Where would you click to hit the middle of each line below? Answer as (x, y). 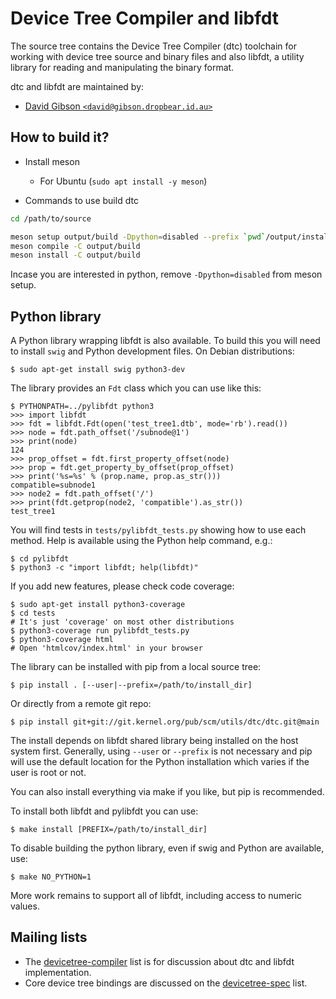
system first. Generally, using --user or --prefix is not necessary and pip (161, 751)
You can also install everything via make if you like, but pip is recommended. (167, 792)
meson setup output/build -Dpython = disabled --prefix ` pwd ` (138, 237)
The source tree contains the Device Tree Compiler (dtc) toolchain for (153, 46)
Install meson (52, 161)
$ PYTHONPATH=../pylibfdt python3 (82, 407)
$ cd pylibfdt (40, 559)
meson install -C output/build (75, 255)
